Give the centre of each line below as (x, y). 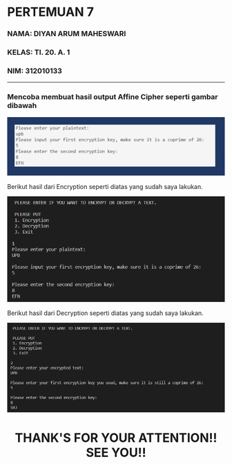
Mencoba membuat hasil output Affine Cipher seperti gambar (113, 97)
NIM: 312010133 (35, 71)
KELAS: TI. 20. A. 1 (39, 53)
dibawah (22, 106)
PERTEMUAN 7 (51, 12)
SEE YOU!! (116, 453)
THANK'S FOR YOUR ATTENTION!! (116, 438)
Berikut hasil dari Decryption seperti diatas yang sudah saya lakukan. (105, 313)
